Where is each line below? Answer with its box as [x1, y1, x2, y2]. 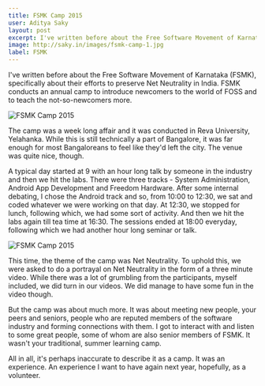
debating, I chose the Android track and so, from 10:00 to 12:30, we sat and [8, 191, 253, 201]
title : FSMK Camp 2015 [8, 11, 83, 20]
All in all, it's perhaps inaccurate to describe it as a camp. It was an [8, 354, 226, 363]
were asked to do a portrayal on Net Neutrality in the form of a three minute [8, 264, 253, 274]
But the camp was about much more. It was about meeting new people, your [8, 305, 256, 314]
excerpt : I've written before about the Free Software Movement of [8, 33, 235, 42]
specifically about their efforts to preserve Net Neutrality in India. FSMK [8, 78, 241, 88]
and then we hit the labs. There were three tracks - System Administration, [8, 175, 251, 184]
